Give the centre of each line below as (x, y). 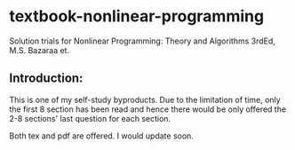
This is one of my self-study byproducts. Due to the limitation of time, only (145, 99)
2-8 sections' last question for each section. (90, 118)
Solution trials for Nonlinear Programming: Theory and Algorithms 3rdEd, (142, 41)
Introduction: (46, 79)
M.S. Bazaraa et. (39, 50)
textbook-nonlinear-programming (137, 16)
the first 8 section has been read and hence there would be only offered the (148, 109)
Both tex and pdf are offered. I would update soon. (101, 136)
